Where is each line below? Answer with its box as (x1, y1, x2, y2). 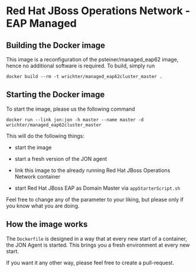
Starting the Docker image (6, 90, 105, 100)
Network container (14, 173, 61, 180)
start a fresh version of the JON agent (14, 155, 107, 162)
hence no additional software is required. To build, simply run (6, 62, 155, 69)
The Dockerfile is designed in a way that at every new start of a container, (6, 235, 187, 242)
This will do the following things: (6, 132, 84, 140)
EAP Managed (6, 17, 77, 30)
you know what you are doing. (6, 202, 80, 209)
